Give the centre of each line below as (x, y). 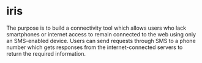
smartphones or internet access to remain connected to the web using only (101, 34)
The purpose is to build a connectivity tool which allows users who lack (96, 28)
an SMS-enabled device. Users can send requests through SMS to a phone (101, 41)
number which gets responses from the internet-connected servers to (95, 47)
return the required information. (46, 53)
